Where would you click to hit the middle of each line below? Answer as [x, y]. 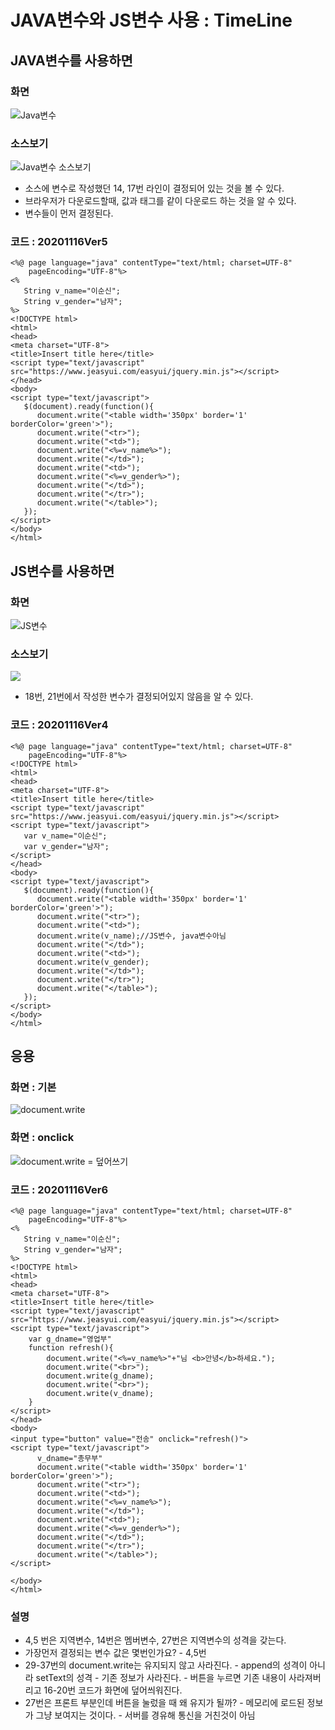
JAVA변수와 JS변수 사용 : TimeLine [151, 20]
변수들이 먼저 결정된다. [69, 213]
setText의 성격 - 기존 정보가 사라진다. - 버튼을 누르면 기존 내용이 [161, 1678]
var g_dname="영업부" [70, 1339]
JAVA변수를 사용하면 [71, 60]
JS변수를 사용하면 [62, 571]
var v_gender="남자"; [66, 846]
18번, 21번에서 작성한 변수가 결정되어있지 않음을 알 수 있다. [139, 697]
